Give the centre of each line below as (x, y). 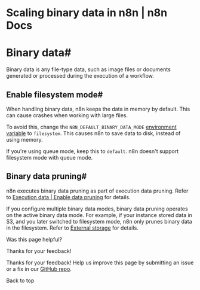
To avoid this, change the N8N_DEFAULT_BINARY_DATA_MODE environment (92, 127)
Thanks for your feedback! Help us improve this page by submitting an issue (100, 262)
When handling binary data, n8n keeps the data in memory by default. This (98, 109)
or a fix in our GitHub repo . (39, 268)
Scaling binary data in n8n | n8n (87, 13)
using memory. (24, 139)
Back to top (20, 280)
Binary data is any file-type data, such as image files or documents (89, 69)
